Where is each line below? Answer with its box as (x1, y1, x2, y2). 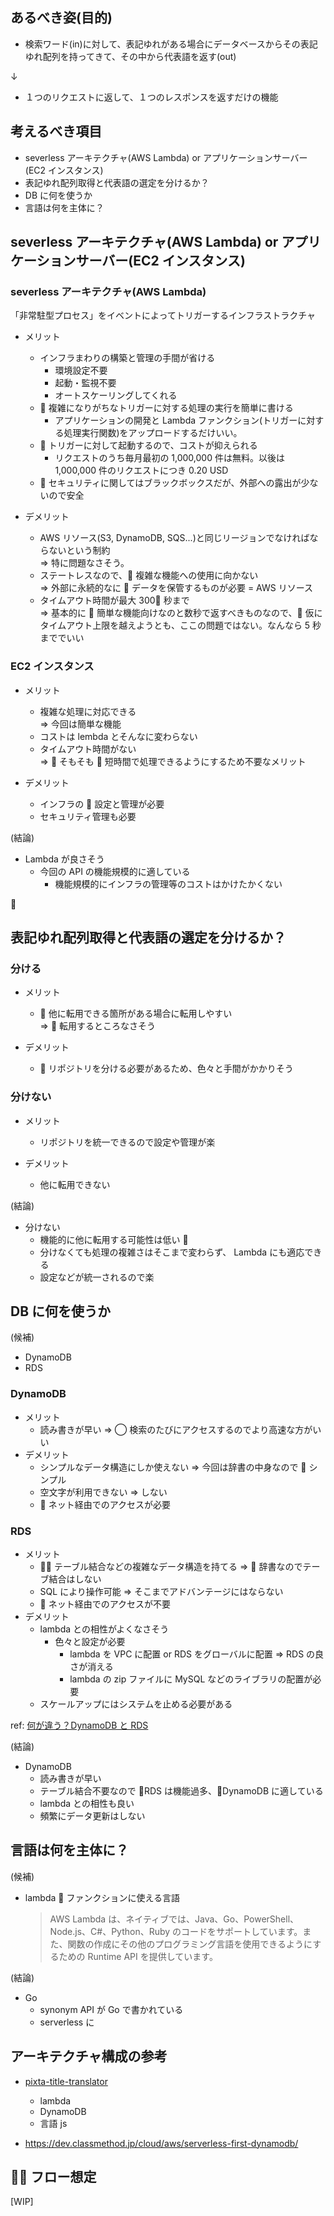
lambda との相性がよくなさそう (39, 1623, 170, 1635)
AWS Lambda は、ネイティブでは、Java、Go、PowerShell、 (49, 1913, 300, 1925)
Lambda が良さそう (24, 853, 105, 865)
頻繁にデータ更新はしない (39, 1810, 146, 1822)
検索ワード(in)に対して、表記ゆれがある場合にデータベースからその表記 (24, 38, 318, 50)
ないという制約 (48, 544, 111, 557)
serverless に (39, 2016, 95, 2028)
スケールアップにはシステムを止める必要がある (39, 1698, 233, 1710)
